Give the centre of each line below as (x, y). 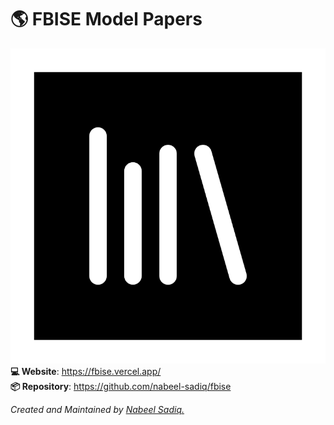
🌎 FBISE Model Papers (106, 19)
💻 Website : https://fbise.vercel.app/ (86, 371)
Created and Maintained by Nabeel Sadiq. (97, 409)
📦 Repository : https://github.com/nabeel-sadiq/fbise (121, 386)
